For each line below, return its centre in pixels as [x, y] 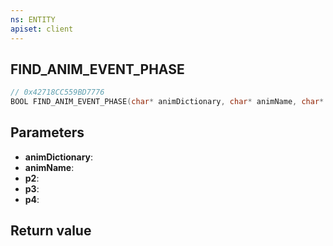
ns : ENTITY [33, 19]
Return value [51, 231]
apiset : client [42, 29]
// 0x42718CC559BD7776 [57, 92]
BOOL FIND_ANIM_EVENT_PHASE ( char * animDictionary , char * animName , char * [167, 102]
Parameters [47, 132]
